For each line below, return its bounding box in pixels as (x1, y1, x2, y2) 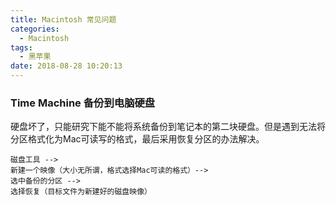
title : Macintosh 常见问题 (10, 14, 117, 25)
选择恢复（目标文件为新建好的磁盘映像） (10, 187, 152, 197)
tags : (10, 42, 33, 53)
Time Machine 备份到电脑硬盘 (10, 96, 156, 110)
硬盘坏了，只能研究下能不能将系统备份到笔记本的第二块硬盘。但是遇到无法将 (10, 121, 326, 133)
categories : (10, 24, 60, 34)
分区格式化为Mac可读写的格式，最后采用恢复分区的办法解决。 (10, 133, 265, 145)
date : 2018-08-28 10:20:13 (10, 61, 123, 71)
